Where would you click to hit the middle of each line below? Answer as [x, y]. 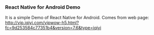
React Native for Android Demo [43, 7]
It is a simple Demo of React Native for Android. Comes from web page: [77, 18]
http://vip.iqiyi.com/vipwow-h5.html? [42, 23]
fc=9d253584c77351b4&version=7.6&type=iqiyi [53, 28]
